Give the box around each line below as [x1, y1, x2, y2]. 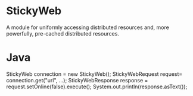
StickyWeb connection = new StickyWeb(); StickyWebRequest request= [6, 70, 183, 78]
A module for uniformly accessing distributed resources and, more [6, 24, 170, 31]
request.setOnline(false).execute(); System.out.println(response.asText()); [6, 83, 188, 90]
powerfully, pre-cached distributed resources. [6, 30, 119, 37]
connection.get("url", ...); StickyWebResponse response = [6, 76, 148, 84]
